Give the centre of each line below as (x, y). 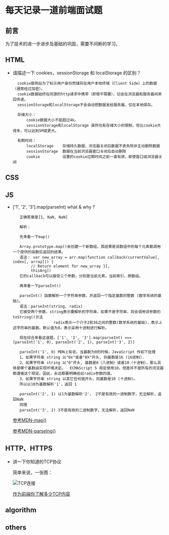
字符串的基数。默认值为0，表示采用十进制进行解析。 (63, 328)
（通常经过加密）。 (29, 89)
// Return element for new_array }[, (70, 266)
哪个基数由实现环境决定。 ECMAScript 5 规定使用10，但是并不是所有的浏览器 (92, 368)
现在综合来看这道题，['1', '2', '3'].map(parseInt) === (76, 338)
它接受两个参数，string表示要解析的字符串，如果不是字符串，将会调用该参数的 (90, 312)
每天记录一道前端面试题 (54, 10)
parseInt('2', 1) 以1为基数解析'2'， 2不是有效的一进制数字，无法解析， (89, 394)
